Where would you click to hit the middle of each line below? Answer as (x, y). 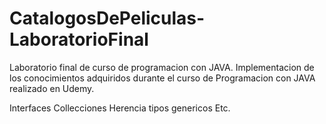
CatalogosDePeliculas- (107, 18)
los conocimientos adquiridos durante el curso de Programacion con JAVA (162, 78)
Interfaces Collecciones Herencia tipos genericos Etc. (120, 108)
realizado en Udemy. (52, 88)
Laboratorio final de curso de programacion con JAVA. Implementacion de (162, 67)
